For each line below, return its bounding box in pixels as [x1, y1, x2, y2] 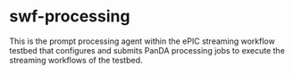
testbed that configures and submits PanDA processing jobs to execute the [9, 45, 286, 55]
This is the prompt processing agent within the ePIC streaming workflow [9, 36, 275, 46]
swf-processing [9, 6, 130, 27]
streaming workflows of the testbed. [9, 54, 143, 65]
